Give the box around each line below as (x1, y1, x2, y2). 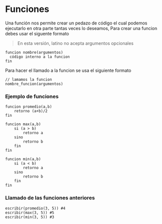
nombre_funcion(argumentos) (5, 81, 64, 86)
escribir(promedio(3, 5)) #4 (5, 206, 66, 211)
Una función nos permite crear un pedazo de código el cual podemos (5, 20, 148, 26)
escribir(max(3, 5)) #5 (5, 210, 55, 215)
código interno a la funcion (9, 54, 70, 59)
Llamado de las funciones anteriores (5, 195, 95, 202)
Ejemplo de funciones (5, 93, 59, 100)
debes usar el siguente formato (5, 30, 70, 36)
